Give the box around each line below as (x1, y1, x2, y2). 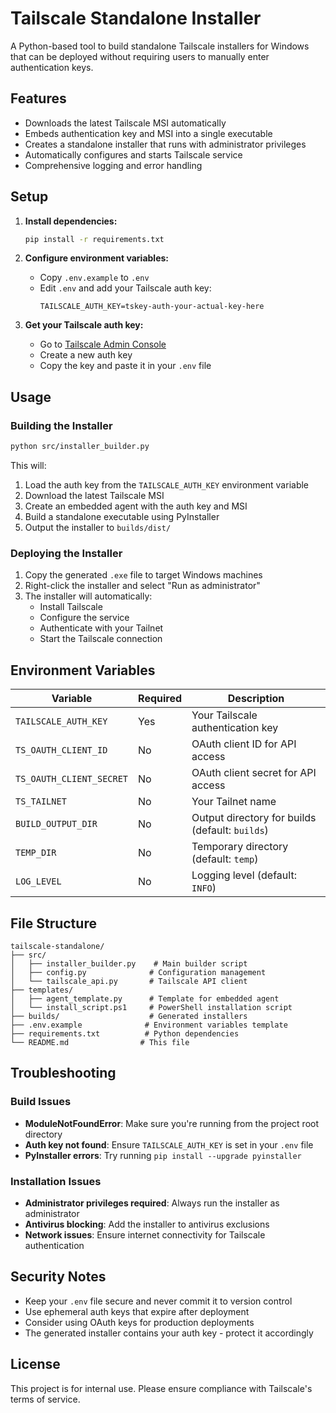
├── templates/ (10, 985, 74, 995)
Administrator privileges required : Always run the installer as (24, 1197, 280, 1209)
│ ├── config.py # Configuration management (10, 967, 267, 977)
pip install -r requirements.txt (24, 234, 165, 244)
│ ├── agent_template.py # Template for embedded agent (10, 993, 280, 1004)
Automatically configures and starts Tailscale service (24, 148, 243, 161)
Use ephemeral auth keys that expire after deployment (24, 1305, 250, 1317)
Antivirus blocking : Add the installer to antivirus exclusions (24, 1218, 270, 1230)
